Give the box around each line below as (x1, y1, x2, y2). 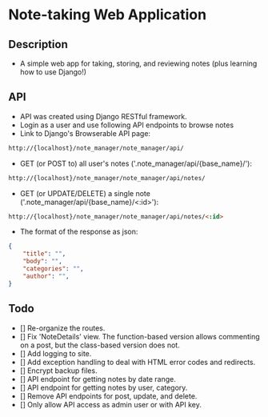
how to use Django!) (19, 67, 86, 77)
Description (8, 38, 68, 51)
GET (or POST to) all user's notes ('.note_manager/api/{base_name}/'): (19, 158, 252, 168)
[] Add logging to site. (19, 348, 92, 358)
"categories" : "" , (22, 265, 84, 273)
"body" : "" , (22, 258, 62, 266)
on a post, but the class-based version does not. (19, 340, 180, 350)
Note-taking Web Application (8, 6, 206, 24)
